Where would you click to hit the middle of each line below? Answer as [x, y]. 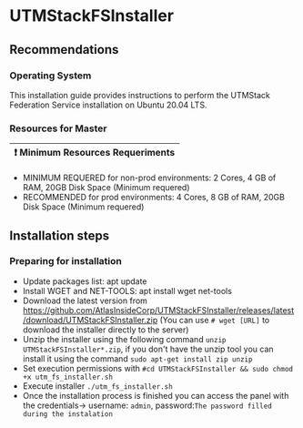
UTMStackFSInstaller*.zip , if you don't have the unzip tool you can [148, 349]
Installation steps [60, 235]
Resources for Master [58, 128]
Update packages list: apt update [85, 281]
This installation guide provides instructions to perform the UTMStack [140, 95]
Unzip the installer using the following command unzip [124, 339]
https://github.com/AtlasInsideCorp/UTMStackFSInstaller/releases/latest [158, 310]
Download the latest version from [85, 301]
